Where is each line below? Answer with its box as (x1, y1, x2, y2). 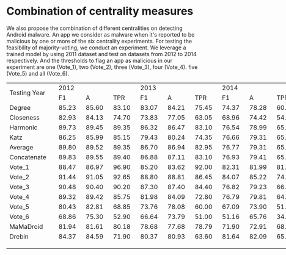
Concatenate (9, 153, 47, 161)
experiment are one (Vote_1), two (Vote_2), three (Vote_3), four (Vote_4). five (6, 63, 198, 71)
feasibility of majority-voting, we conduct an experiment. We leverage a (6, 44, 186, 51)
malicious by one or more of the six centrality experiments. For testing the (6, 37, 193, 45)
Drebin (9, 232, 29, 240)
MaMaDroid (9, 222, 43, 231)
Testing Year (9, 88, 46, 97)
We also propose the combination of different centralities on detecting (6, 24, 183, 32)
